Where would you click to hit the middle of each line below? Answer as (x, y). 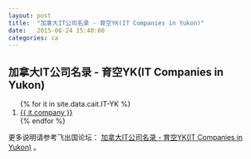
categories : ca (33, 38)
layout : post (30, 16)
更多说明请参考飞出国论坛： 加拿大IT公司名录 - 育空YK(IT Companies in (125, 138)
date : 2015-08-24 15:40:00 (57, 30)
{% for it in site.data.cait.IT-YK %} (75, 104)
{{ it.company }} (46, 113)
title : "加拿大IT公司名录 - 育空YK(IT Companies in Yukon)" (106, 23)
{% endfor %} (43, 121)
